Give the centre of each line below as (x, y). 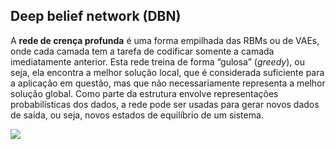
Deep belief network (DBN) (96, 16)
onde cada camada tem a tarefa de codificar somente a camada (142, 51)
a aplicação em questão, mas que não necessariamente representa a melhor (168, 83)
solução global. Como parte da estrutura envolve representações (144, 93)
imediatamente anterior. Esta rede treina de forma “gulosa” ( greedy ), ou (157, 61)
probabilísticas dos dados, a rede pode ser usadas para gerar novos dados (165, 104)
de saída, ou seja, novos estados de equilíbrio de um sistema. (137, 115)
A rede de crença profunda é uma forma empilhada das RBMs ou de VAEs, (165, 40)
